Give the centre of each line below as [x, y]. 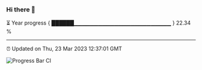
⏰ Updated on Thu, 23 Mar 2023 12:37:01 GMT [64, 49]
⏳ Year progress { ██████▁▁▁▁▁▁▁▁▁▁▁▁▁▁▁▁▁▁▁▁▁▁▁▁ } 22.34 [99, 23]
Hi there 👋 [21, 10]
